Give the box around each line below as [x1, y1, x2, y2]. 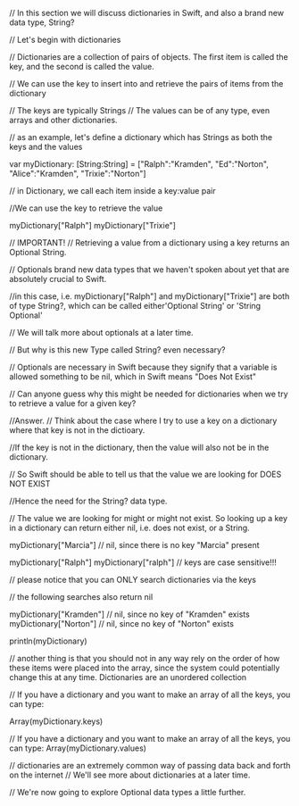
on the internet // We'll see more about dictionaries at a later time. [9, 769, 251, 780]
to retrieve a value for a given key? [9, 398, 137, 409]
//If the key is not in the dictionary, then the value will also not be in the [9, 442, 270, 453]
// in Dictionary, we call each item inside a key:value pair [9, 186, 216, 195]
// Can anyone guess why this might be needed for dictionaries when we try [9, 388, 288, 399]
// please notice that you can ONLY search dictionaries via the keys [9, 575, 257, 585]
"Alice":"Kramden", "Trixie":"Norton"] [9, 169, 146, 179]
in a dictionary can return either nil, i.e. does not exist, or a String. [9, 522, 250, 533]
